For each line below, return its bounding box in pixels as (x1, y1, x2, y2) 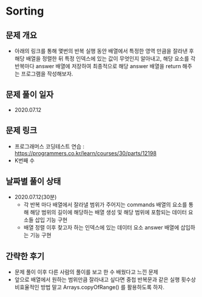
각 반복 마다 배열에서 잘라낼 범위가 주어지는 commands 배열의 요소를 (23, 201, 187, 208)
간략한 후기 (5, 251, 45, 261)
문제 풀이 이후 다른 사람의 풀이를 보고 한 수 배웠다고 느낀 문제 (14, 268, 158, 276)
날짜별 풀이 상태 (5, 176, 61, 187)
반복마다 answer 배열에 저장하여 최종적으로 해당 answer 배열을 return (14, 63, 181, 69)
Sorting (5, 4, 44, 18)
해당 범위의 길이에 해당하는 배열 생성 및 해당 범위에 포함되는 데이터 (30, 209, 187, 216)
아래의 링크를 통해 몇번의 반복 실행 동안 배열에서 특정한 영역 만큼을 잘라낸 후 (14, 47, 195, 54)
